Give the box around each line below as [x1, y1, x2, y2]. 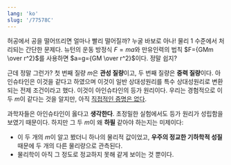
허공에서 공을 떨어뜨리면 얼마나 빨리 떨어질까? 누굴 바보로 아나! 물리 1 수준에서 [7, 36, 218, 45]
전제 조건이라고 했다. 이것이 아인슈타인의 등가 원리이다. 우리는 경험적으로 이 [19, 86, 223, 94]
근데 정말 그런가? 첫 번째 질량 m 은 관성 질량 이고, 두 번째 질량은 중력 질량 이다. [7, 69, 214, 77]
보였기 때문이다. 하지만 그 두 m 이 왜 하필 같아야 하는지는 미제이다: [7, 118, 184, 126]
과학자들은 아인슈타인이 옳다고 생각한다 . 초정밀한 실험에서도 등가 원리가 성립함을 [7, 109, 223, 118]
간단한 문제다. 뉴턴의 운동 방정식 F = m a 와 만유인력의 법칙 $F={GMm [25, 45, 214, 53]
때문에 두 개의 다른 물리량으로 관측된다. [17, 141, 123, 150]
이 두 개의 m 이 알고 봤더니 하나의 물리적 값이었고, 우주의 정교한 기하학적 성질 [17, 132, 223, 141]
